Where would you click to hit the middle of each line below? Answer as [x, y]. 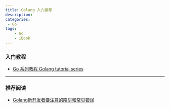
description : [19, 15]
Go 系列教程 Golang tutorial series [48, 69]
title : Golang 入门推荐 [29, 10]
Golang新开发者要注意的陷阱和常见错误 [53, 100]
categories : [18, 19]
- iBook [22, 39]
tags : [11, 29]
